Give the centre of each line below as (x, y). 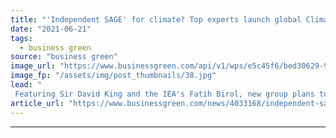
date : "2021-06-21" (51, 29)
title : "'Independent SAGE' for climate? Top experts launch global (156, 19)
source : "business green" (64, 57)
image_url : (33, 66)
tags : (21, 38)
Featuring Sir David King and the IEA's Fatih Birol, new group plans (164, 94)
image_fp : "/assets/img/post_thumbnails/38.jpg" (113, 76)
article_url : (37, 103)
